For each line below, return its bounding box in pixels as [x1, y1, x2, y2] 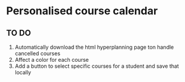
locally [14, 69, 32, 75]
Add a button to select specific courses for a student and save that [14, 62, 179, 70]
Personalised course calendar [6, 4, 158, 18]
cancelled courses [14, 50, 61, 57]
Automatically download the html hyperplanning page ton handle [14, 43, 174, 51]
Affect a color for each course [14, 56, 89, 63]
